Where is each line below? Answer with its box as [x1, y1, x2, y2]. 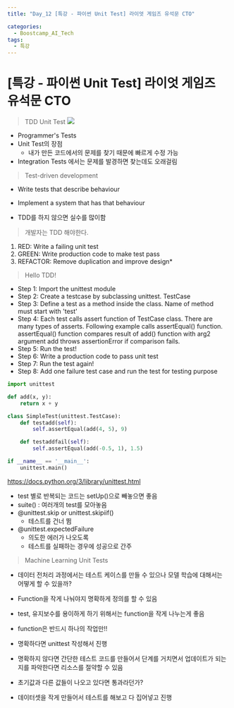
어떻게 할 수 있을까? [17, 579, 72, 587]
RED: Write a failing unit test [17, 243, 99, 251]
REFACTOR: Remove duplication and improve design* [17, 257, 173, 266]
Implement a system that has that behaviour [17, 199, 146, 207]
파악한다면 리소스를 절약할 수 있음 [30, 663, 123, 671]
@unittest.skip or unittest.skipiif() [17, 508, 114, 517]
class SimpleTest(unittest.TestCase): [7, 413, 121, 420]
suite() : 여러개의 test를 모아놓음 [17, 500, 107, 508]
